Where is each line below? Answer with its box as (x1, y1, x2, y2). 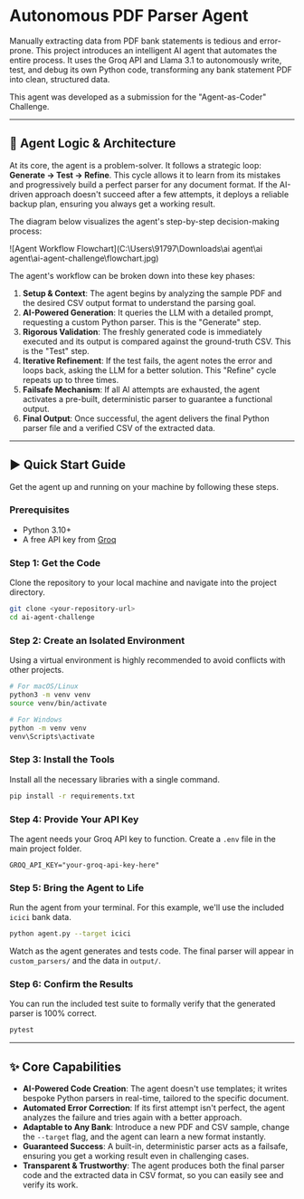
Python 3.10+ (22, 524, 72, 535)
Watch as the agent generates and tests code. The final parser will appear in (9, 945, 294, 956)
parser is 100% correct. (9, 1008, 98, 1019)
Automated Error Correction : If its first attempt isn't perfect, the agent (22, 1102, 286, 1114)
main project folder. (9, 843, 82, 854)
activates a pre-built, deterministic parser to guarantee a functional (22, 393, 273, 404)
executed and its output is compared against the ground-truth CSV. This (22, 336, 291, 347)
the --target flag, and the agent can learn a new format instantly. (22, 1131, 267, 1142)
